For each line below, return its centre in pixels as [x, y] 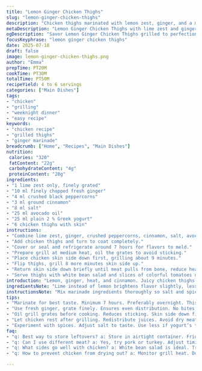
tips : [13, 298]
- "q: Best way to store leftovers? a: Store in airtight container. [95, 337]
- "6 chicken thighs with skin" [47, 225]
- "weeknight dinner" [33, 113]
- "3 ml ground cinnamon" [38, 202]
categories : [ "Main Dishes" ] [43, 90]
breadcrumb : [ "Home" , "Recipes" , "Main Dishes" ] [68, 146]
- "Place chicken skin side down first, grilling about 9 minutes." [94, 258]
